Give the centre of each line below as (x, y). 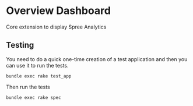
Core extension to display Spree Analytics (56, 27)
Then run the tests (28, 87)
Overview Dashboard (58, 11)
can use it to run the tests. (37, 65)
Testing (20, 45)
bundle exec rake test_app (39, 76)
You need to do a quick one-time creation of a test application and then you (97, 59)
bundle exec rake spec (34, 97)
